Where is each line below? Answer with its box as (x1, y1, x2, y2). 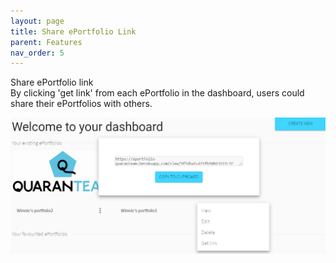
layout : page (10, 16, 65, 26)
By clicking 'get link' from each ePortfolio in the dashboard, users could (10, 87, 305, 99)
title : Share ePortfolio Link (10, 26, 137, 37)
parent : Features (10, 37, 83, 47)
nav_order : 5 (10, 48, 65, 58)
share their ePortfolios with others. (10, 98, 153, 110)
